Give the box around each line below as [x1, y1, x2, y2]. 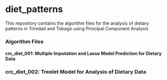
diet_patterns [5, 4, 63, 15]
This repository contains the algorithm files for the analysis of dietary [5, 20, 149, 26]
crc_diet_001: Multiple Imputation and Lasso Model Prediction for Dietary [5, 50, 162, 56]
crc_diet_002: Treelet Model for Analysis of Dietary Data [5, 68, 147, 75]
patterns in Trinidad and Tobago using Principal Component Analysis [5, 25, 149, 31]
